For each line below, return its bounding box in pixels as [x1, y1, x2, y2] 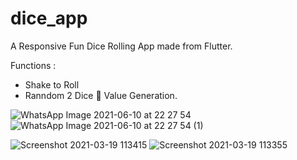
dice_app [10, 7, 88, 30]
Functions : [10, 59, 57, 71]
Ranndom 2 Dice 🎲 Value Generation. [24, 89, 178, 101]
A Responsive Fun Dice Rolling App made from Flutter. [10, 40, 233, 52]
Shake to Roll [24, 78, 80, 91]
